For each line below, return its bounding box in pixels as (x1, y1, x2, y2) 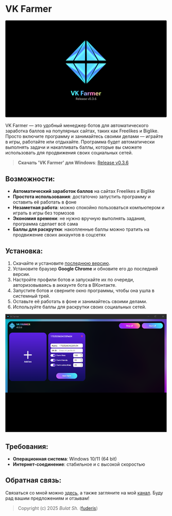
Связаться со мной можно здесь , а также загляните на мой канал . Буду (5, 489, 163, 495)
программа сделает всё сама (12, 221, 78, 227)
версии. (12, 271, 31, 277)
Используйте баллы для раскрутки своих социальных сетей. (12, 304, 146, 310)
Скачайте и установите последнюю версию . (12, 260, 111, 266)
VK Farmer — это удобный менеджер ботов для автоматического (5, 123, 149, 129)
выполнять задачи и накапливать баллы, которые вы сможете (5, 144, 142, 150)
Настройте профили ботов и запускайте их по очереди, (12, 276, 135, 283)
